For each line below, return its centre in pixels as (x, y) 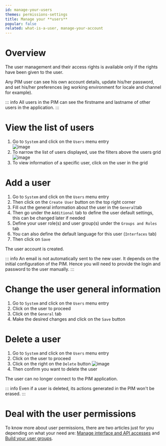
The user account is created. (35, 249)
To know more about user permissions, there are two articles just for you (80, 428)
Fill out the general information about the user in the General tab (77, 207)
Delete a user (33, 339)
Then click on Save (31, 239)
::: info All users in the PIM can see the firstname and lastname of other (78, 102)
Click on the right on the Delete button (51, 364)
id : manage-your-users (29, 10)
